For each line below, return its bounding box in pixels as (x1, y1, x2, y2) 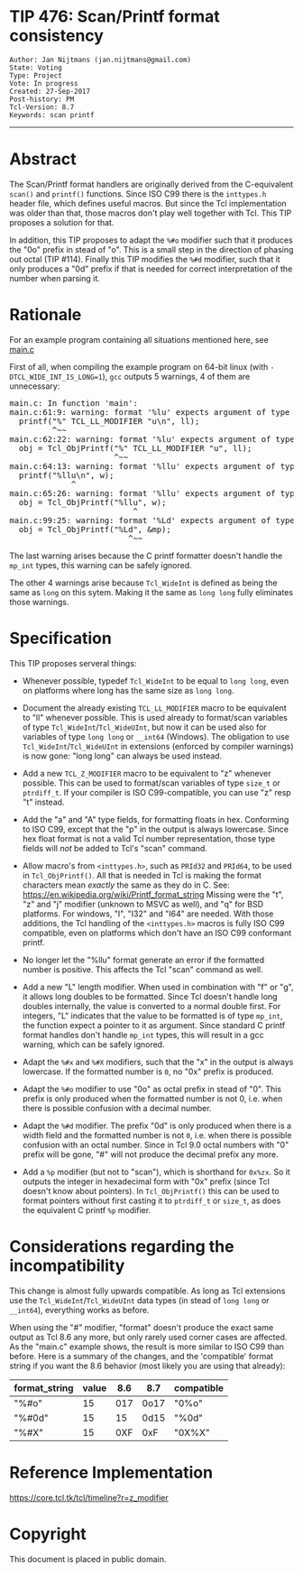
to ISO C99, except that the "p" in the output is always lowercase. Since (22, 823, 289, 834)
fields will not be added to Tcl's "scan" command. (22, 842, 207, 853)
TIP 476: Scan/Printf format (9, 6, 221, 27)
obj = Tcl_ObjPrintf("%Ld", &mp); (18, 524, 171, 534)
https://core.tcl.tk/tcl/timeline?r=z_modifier (9, 1492, 169, 1503)
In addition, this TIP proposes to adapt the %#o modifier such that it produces (9, 235, 293, 245)
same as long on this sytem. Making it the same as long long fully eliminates (9, 586, 294, 597)
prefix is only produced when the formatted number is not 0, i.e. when (22, 1093, 283, 1104)
